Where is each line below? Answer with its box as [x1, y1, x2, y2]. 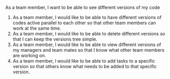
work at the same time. [12, 25, 61, 31]
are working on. [12, 52, 46, 58]
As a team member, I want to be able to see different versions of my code [5, 5, 160, 10]
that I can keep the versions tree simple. [12, 36, 97, 42]
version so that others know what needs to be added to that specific [12, 64, 157, 69]
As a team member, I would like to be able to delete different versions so [12, 31, 165, 36]
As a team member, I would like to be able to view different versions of [12, 42, 161, 48]
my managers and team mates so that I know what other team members [12, 47, 165, 53]
